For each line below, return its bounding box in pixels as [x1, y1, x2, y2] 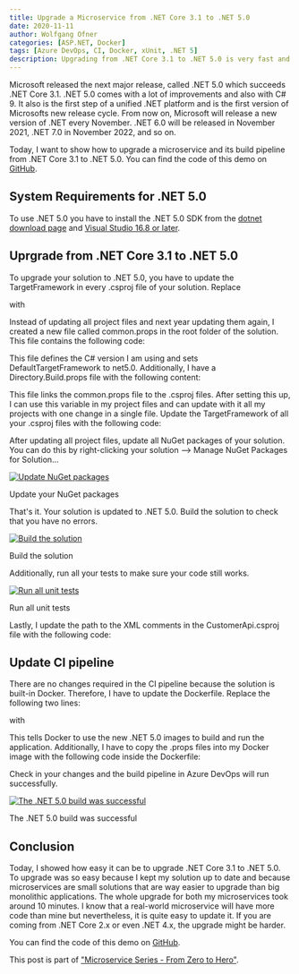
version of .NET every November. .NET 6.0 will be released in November [9, 117, 276, 128]
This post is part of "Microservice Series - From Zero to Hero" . [9, 954, 239, 965]
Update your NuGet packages [9, 489, 119, 500]
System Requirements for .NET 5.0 [9, 189, 208, 204]
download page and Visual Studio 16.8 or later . [9, 222, 181, 233]
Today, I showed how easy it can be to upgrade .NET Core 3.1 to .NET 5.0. [9, 863, 281, 874]
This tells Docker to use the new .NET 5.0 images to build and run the [9, 732, 265, 743]
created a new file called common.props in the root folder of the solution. [9, 326, 279, 337]
